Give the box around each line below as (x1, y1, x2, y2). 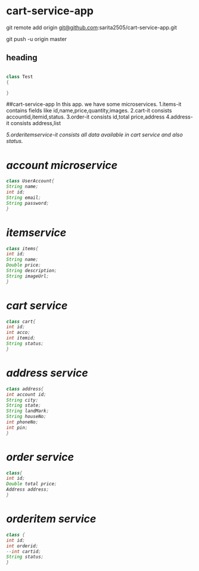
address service (6, 366, 88, 379)
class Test (6, 73, 33, 80)
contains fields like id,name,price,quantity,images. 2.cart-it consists (6, 107, 172, 114)
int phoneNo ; (6, 419, 39, 425)
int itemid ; (6, 335, 36, 341)
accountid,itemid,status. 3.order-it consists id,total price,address (6, 113, 165, 120)
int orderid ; (6, 543, 39, 549)
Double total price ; (6, 481, 58, 487)
